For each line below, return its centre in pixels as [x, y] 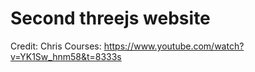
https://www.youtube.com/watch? [174, 46]
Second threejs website [110, 18]
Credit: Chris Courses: [56, 46]
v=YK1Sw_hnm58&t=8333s [66, 56]
